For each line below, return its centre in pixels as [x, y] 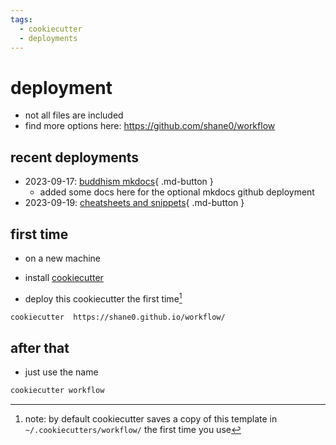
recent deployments [75, 157]
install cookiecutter [64, 277]
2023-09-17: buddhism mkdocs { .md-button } [119, 182]
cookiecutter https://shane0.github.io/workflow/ [118, 317]
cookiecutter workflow [57, 391]
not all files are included [74, 115]
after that [40, 347]
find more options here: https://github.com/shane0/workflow [150, 126]
